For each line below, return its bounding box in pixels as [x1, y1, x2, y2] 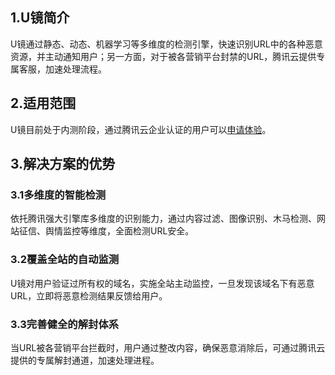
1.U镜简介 [10, 9, 70, 27]
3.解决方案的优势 [10, 156, 116, 173]
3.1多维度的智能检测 [10, 188, 107, 202]
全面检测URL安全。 [114, 225, 195, 237]
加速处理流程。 [44, 63, 107, 75]
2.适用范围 [10, 95, 77, 112]
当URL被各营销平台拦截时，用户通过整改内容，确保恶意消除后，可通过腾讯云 [10, 341, 326, 353]
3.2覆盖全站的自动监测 [10, 253, 120, 267]
